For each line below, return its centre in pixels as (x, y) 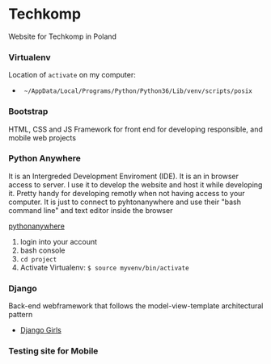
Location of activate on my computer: (72, 75)
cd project (38, 259)
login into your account (59, 241)
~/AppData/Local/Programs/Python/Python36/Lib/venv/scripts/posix (138, 91)
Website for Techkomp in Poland (63, 36)
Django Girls (41, 330)
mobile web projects (42, 137)
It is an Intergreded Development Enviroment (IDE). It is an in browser (124, 176)
